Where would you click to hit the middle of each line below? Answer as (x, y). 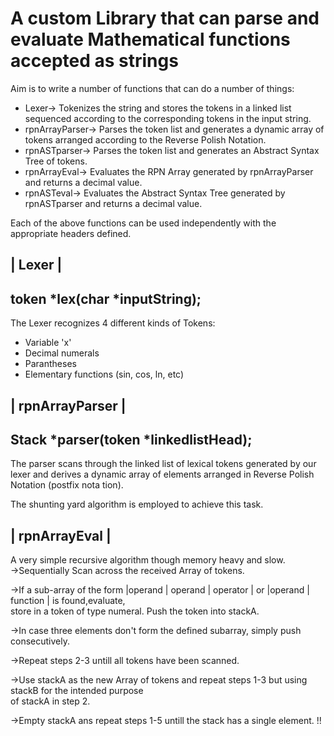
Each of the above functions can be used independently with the (143, 223)
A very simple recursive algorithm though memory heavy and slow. (148, 560)
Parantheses (50, 364)
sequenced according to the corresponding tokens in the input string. (168, 118)
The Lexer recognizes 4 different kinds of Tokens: (113, 323)
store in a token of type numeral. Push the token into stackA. (135, 611)
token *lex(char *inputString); (106, 298)
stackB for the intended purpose (77, 691)
